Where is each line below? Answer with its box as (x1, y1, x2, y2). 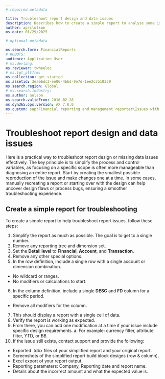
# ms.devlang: (5, 61, 35, 66)
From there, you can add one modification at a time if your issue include (12, 323, 158, 328)
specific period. (12, 293, 45, 299)
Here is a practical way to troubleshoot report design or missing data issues (5, 154, 158, 160)
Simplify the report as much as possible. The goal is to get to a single (12, 233, 152, 238)
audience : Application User (5, 56, 63, 61)
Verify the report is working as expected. (12, 317, 95, 323)
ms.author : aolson (5, 93, 43, 98)
